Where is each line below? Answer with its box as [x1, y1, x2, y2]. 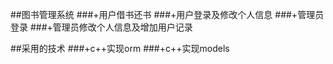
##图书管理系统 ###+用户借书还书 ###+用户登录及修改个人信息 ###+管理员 [10, 9, 325, 20]
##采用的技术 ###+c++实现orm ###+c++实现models [10, 43, 230, 54]
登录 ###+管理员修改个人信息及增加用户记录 [10, 21, 193, 33]
